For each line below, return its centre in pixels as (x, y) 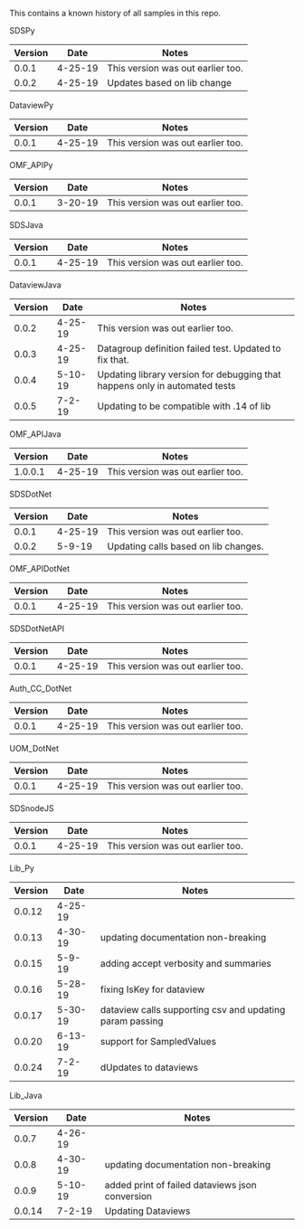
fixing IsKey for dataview (152, 989)
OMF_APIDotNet (40, 568)
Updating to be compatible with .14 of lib (184, 406)
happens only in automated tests (166, 386)
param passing (132, 1021)
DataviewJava (35, 285)
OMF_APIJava (35, 434)
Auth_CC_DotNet (41, 688)
